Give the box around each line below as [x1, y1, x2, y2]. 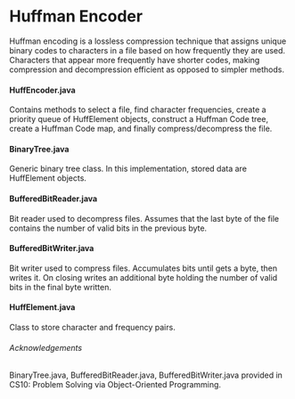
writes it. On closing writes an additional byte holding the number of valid [9, 272, 278, 282]
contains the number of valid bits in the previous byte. [9, 223, 208, 233]
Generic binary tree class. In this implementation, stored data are [9, 163, 248, 175]
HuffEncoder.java [9, 85, 76, 95]
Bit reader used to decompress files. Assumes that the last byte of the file [9, 213, 280, 224]
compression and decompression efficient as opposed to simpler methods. [9, 64, 285, 75]
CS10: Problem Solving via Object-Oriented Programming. [9, 379, 221, 390]
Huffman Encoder [9, 6, 143, 27]
